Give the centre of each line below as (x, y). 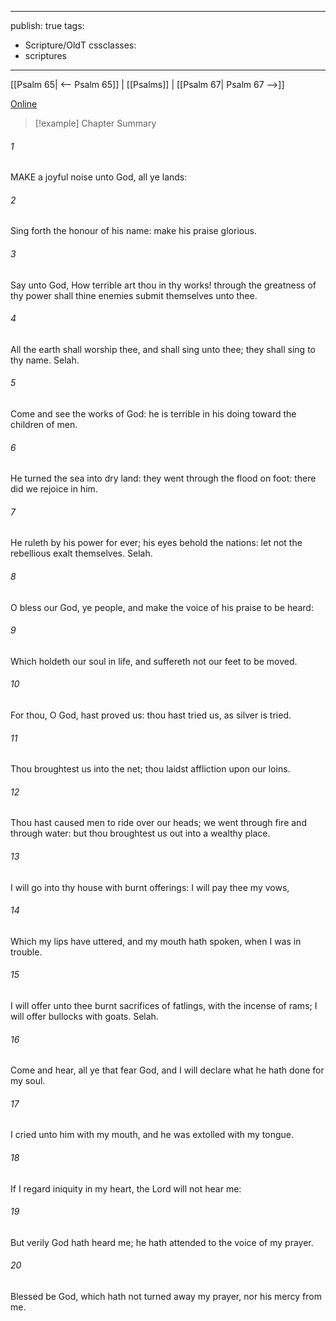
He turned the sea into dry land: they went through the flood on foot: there (163, 478)
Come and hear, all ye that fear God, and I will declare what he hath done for (167, 1070)
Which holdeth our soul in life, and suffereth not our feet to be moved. (154, 661)
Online (24, 104)
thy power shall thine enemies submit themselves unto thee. (134, 295)
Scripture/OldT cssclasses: (80, 45)
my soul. (28, 1081)
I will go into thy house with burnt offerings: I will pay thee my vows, (150, 887)
